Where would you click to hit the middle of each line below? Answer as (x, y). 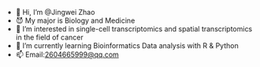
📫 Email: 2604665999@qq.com (67, 54)
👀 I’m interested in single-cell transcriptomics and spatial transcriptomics (134, 29)
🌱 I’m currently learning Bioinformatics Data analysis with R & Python (127, 46)
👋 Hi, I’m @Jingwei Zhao (55, 12)
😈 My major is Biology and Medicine (75, 20)
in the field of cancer (50, 37)
